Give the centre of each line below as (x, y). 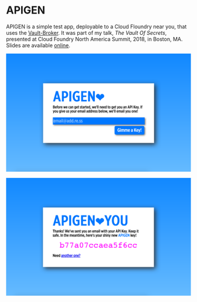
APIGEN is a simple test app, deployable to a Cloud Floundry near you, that (96, 26)
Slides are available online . (38, 45)
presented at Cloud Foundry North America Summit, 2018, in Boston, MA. (94, 39)
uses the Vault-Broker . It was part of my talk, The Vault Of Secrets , (86, 32)
